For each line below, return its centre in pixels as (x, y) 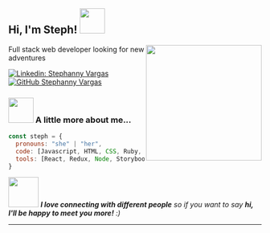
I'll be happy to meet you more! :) (64, 213)
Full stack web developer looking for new (76, 49)
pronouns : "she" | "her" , (59, 144)
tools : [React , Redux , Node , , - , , (129, 159)
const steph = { (35, 137)
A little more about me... (83, 120)
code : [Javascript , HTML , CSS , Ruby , (79, 151)
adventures (27, 58)
